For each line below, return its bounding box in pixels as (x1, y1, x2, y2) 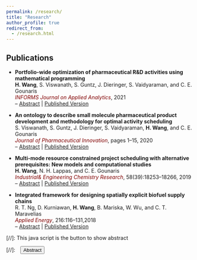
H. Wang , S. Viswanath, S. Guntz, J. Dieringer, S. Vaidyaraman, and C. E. (14, 81, 192, 88)
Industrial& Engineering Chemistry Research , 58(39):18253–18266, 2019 (14, 173, 192, 180)
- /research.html (11, 31, 55, 37)
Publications (6, 53, 54, 63)
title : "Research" (6, 14, 52, 20)
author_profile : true (6, 20, 60, 26)
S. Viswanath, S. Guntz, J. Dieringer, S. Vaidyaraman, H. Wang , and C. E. (14, 124, 192, 131)
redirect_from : (6, 25, 44, 31)
